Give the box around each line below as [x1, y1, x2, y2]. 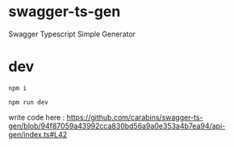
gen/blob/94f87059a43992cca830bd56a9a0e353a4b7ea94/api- [8, 120, 226, 131]
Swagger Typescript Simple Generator [8, 29, 136, 39]
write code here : [8, 112, 65, 122]
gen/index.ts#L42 [8, 129, 68, 139]
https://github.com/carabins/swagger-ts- [66, 112, 203, 122]
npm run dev [8, 98, 48, 107]
